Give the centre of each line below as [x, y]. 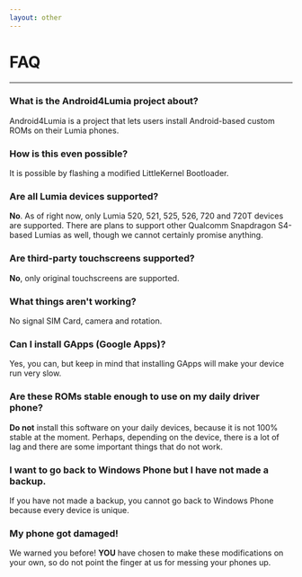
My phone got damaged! [64, 533]
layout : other [36, 18]
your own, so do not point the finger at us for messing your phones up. [140, 563]
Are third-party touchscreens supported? [102, 259]
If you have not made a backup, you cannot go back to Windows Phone [142, 501]
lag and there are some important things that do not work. [116, 447]
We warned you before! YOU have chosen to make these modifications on [147, 553]
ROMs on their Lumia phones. [64, 130]
